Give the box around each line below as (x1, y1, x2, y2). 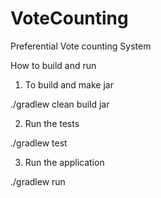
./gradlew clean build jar (10, 98, 110, 110)
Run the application (24, 156, 105, 168)
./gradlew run (10, 175, 66, 187)
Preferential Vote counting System (10, 40, 152, 52)
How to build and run (10, 59, 97, 71)
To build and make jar (24, 78, 114, 91)
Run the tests (24, 117, 80, 129)
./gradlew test (10, 137, 68, 149)
